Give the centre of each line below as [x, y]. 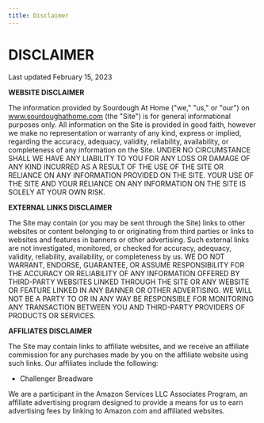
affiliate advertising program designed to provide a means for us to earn [126, 402]
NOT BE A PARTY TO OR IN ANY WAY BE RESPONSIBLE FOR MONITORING [131, 298]
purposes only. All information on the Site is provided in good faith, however [132, 125]
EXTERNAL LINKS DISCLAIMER [60, 207]
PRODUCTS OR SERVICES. [52, 315]
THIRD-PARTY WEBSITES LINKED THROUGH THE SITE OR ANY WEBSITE [129, 282]
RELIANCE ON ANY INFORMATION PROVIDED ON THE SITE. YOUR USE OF [131, 175]
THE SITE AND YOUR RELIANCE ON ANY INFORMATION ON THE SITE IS [127, 183]
